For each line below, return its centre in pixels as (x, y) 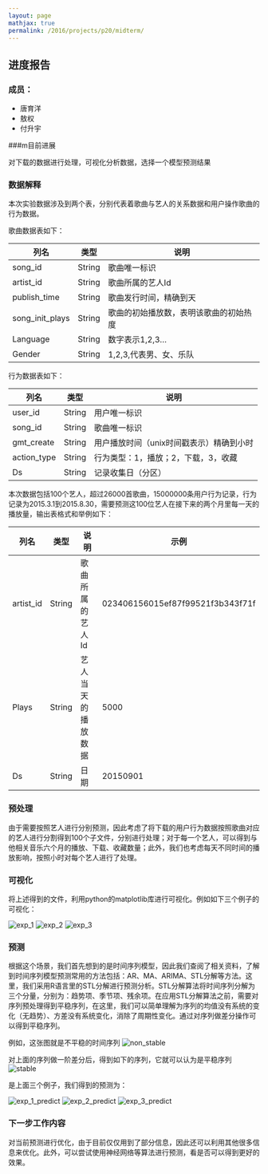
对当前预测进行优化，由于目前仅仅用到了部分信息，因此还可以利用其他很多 (130, 1142)
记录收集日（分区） (130, 473)
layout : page (30, 16)
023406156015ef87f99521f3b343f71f (179, 603)
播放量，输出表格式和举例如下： (61, 514)
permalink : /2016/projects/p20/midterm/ (77, 30)
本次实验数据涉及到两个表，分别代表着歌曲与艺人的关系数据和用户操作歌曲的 (134, 204)
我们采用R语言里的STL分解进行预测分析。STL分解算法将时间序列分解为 (138, 986)
